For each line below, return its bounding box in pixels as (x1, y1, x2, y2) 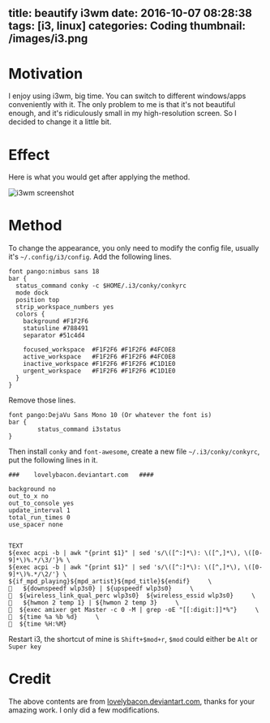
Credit (8, 669, 51, 688)
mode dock (15, 289, 49, 297)
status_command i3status (37, 425, 122, 433)
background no (8, 485, 57, 493)
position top (15, 296, 60, 304)
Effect (8, 145, 50, 164)
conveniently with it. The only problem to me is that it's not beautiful (8, 100, 236, 110)
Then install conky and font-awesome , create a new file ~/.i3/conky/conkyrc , (8, 446, 260, 457)
